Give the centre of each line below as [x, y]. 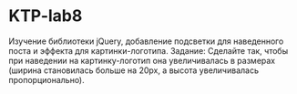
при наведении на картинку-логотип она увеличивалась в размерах [142, 60]
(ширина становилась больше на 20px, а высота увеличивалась [133, 70]
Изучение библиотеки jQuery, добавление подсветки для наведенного [146, 41]
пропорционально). [47, 79]
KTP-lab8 [46, 16]
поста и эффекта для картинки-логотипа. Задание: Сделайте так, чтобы [148, 50]
